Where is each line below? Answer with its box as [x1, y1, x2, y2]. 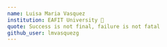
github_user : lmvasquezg [7, 29, 79, 37]
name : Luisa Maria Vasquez [7, 10, 86, 17]
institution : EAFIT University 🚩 [7, 17, 104, 23]
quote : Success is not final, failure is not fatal [7, 23, 160, 30]
